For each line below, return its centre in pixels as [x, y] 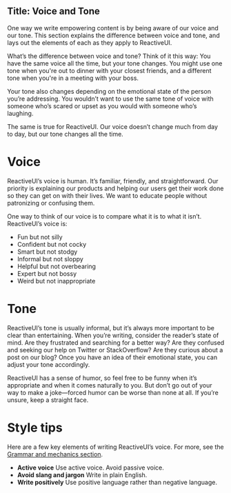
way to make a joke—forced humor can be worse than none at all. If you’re [113, 392]
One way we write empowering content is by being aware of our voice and [113, 28]
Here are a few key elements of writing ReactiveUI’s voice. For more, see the [115, 447]
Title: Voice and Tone [53, 11]
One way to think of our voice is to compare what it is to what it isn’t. [104, 216]
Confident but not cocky [52, 244]
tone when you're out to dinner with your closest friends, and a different [109, 70]
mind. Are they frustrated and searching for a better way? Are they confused [116, 342]
